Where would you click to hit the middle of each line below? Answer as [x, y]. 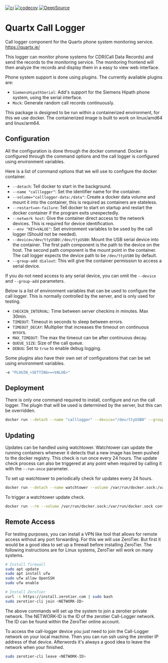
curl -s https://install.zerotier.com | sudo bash [59, 596]
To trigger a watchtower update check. [45, 497]
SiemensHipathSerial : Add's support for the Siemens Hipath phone [81, 92]
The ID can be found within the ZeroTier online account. [62, 621]
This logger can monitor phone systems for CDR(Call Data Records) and [79, 57]
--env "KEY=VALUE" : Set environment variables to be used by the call [82, 229]
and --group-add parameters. [35, 281]
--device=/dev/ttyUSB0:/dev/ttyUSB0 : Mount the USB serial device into [85, 239]
